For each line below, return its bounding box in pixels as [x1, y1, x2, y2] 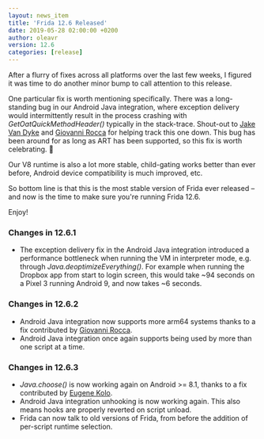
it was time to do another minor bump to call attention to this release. [8, 78, 232, 88]
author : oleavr [8, 33, 58, 42]
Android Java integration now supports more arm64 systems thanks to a [19, 316, 256, 326]
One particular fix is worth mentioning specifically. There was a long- [8, 94, 233, 103]
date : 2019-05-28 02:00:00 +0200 [8, 26, 119, 34]
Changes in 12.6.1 [8, 227, 77, 238]
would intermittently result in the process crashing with [8, 111, 187, 120]
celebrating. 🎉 [8, 144, 54, 154]
